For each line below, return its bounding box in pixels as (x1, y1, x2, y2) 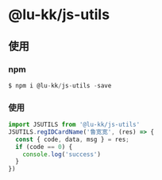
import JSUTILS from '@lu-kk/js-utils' (8, 121, 141, 129)
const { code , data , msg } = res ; (15, 135, 129, 143)
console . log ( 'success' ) (22, 150, 102, 158)
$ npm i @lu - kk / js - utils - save (8, 81, 112, 89)
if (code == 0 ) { (15, 143, 73, 151)
